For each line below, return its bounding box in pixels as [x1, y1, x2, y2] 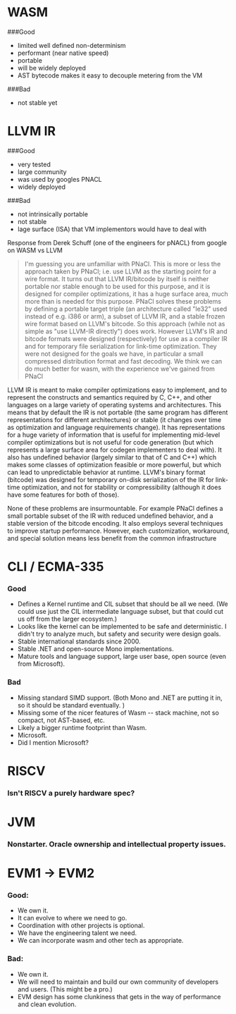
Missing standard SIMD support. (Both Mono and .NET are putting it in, [17, 693, 223, 702]
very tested [17, 160, 51, 168]
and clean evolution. [17, 1000, 77, 1008]
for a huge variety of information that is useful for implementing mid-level [7, 431, 221, 439]
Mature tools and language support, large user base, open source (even [17, 653, 227, 661]
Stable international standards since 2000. [17, 637, 141, 645]
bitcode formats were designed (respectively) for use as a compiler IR [24, 334, 228, 342]
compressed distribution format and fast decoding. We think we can [24, 357, 223, 365]
